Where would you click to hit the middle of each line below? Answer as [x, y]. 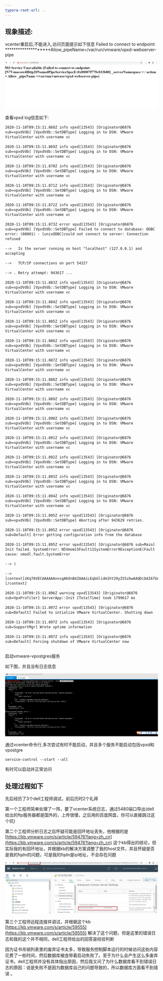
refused [13, 239]
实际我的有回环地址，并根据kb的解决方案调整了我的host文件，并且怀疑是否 [80, 849]
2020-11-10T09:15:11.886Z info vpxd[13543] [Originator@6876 [68, 341]
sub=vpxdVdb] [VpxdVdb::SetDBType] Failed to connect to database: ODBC [80, 229]
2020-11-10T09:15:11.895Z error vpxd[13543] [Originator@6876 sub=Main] [80, 544]
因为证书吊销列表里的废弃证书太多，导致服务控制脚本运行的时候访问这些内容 [81, 949]
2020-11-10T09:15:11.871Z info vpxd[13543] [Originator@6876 [68, 185]
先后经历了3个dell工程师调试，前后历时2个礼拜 [52, 799]
